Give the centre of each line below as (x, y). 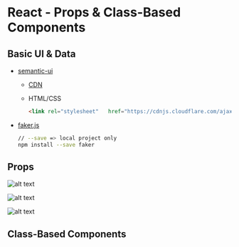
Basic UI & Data (42, 54)
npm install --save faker (56, 144)
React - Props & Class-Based (94, 12)
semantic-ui (35, 71)
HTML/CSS (45, 98)
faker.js (28, 125)
